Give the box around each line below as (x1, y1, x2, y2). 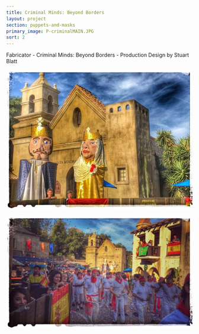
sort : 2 (6, 34, 25, 41)
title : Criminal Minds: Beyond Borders (6, 9, 105, 15)
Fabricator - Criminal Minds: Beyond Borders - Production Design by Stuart (6, 51, 190, 59)
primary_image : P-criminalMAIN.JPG (6, 28, 94, 34)
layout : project (6, 15, 46, 22)
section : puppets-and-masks (6, 22, 76, 28)
